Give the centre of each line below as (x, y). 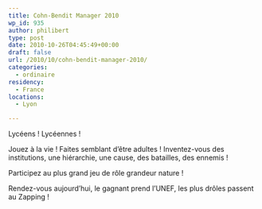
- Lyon (26, 104)
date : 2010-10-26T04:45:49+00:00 (64, 45)
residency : (26, 82)
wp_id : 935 (26, 23)
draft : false (30, 52)
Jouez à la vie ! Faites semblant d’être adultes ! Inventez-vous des (116, 149)
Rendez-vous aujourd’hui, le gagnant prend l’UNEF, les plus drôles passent (131, 188)
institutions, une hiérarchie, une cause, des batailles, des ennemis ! (118, 158)
